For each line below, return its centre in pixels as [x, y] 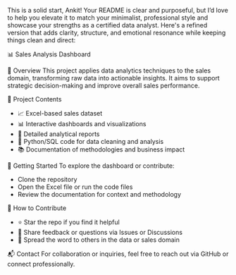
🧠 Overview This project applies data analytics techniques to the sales [109, 71]
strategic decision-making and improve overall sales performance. [104, 85]
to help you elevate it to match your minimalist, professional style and [108, 18]
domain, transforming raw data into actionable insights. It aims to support [113, 78]
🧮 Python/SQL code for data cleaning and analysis [91, 141]
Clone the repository [47, 179]
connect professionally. [41, 264]
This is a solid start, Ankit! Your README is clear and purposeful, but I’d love [118, 10]
